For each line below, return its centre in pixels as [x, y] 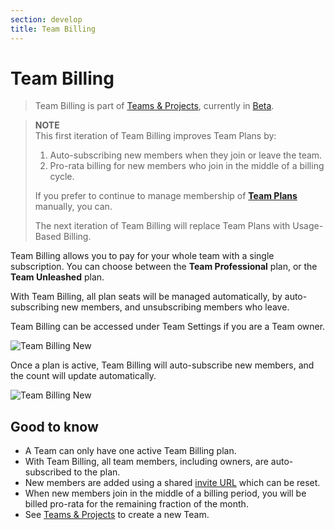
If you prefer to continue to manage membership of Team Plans [166, 196]
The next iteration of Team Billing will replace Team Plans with [162, 226]
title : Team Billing [53, 29]
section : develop [46, 19]
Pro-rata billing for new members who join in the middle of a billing [187, 166]
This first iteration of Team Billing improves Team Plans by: [155, 136]
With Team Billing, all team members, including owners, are [146, 462]
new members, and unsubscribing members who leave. [175, 307]
